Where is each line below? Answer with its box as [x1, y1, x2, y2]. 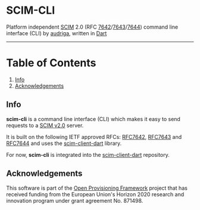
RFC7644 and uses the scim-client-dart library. [6, 140, 122, 147]
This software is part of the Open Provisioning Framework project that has [6, 184, 187, 192]
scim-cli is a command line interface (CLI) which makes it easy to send [6, 115, 180, 122]
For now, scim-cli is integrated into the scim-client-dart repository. [6, 151, 170, 158]
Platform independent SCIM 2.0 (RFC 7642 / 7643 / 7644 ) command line [6, 23, 179, 30]
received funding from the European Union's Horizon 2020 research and [6, 190, 185, 197]
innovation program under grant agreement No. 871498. [6, 197, 143, 204]
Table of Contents [6, 56, 96, 70]
